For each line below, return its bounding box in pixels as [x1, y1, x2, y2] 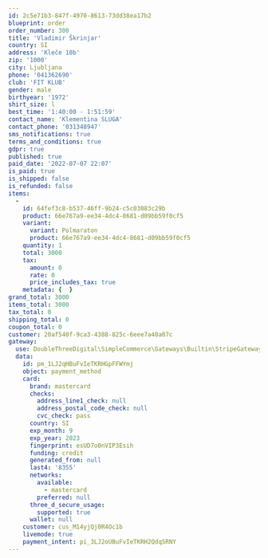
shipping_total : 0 [8, 316, 69, 324]
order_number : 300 [8, 26, 69, 34]
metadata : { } [22, 286, 73, 294]
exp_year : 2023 [29, 434, 81, 442]
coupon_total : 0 [8, 323, 62, 331]
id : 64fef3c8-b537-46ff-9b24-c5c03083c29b [22, 204, 166, 212]
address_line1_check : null [37, 397, 127, 405]
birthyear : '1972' [8, 93, 69, 101]
